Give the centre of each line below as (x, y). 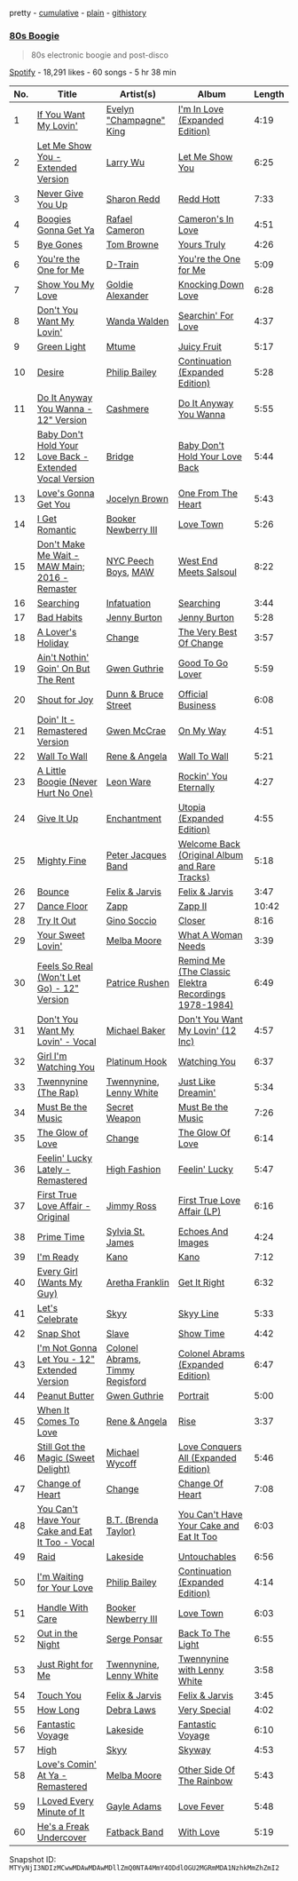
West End (198, 561)
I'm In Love (201, 109)
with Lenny (201, 1671)
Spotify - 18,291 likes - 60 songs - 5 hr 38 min (93, 72)
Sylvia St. (125, 1232)
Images (193, 1242)
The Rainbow (205, 1782)
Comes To (58, 1422)
